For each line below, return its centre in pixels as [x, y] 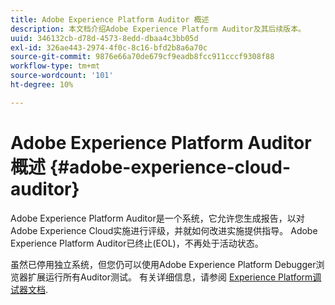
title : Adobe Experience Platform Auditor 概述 [110, 19]
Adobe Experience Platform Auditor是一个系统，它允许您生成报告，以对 [157, 218]
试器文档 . [29, 289]
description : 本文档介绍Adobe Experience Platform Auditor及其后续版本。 [158, 29]
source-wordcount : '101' [62, 76]
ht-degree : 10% [42, 85]
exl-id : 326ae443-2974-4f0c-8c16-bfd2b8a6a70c [109, 47]
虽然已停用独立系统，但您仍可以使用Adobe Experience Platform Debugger [163, 264]
